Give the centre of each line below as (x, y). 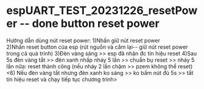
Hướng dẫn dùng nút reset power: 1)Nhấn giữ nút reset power (83, 40)
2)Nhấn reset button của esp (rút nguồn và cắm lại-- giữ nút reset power (97, 47)
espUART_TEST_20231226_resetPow (102, 11)
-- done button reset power (89, 23)
